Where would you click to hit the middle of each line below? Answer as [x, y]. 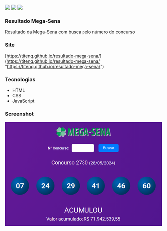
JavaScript [23, 101]
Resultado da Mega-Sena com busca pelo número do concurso [70, 32]
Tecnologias [20, 79]
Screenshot [19, 114]
